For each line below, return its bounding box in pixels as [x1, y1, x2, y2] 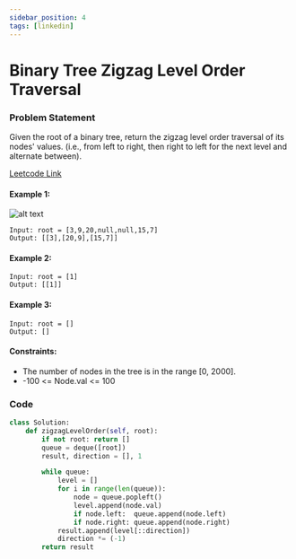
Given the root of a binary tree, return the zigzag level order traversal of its [9, 131, 284, 142]
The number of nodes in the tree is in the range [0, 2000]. [22, 365, 236, 377]
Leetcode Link [9, 168, 63, 179]
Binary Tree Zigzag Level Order [9, 60, 246, 81]
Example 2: [9, 252, 52, 263]
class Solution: [9, 418, 70, 427]
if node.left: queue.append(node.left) [73, 509, 227, 519]
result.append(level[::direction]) [57, 526, 191, 535]
